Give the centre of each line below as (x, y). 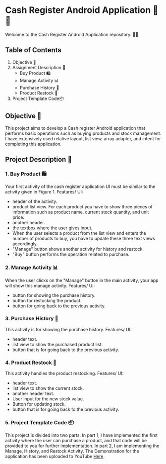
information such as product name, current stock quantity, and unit (81, 212)
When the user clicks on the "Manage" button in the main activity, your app (82, 280)
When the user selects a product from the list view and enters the (79, 233)
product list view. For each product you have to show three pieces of (82, 207)
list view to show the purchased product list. (57, 344)
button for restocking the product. (47, 300)
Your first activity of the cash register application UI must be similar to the (80, 186)
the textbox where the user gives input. (52, 228)
